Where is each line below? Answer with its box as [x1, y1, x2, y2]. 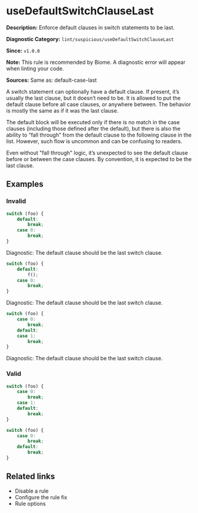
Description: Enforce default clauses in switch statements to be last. [6, 24, 175, 31]
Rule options [14, 500, 46, 507]
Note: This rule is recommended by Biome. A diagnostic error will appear [6, 58, 186, 66]
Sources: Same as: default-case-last [6, 76, 97, 84]
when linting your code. [6, 64, 64, 72]
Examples [6, 179, 44, 189]
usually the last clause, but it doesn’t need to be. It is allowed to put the [6, 94, 181, 101]
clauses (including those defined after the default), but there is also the [6, 125, 181, 132]
